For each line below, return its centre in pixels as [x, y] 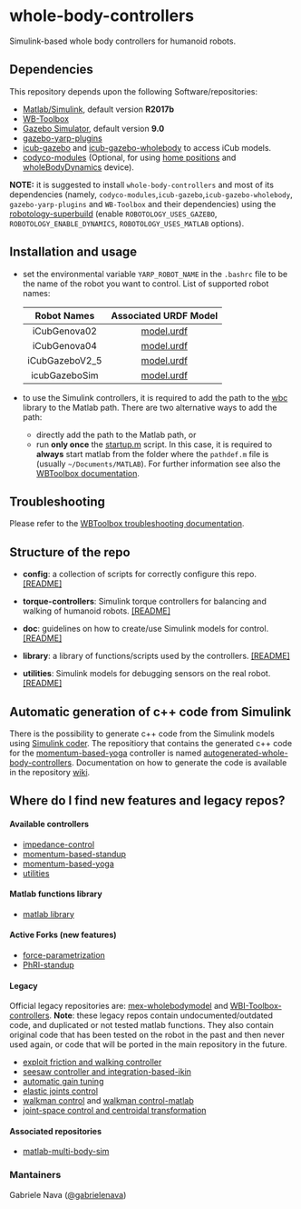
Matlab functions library [56, 894]
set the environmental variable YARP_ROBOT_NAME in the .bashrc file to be [155, 274]
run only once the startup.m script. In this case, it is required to [154, 444]
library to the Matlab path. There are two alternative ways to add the [150, 407]
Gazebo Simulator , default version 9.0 [93, 128]
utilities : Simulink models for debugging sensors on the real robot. [146, 674]
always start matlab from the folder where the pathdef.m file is [152, 454]
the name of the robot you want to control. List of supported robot [146, 284]
